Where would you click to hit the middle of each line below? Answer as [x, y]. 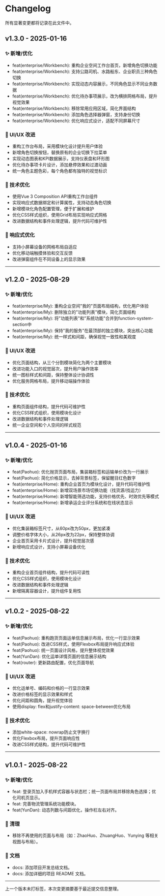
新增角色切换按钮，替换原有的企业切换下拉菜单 [59, 152]
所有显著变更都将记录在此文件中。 [40, 23]
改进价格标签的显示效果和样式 [42, 694]
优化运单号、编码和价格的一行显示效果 [51, 688]
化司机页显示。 [27, 798]
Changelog [28, 9]
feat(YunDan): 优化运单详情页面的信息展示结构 [59, 656]
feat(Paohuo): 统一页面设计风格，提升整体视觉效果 [63, 650]
